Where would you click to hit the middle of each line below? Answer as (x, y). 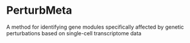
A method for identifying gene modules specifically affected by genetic (95, 27)
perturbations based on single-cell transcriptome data (74, 33)
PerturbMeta (39, 10)
